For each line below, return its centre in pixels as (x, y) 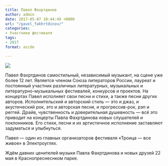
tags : (11, 38)
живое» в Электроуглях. (31, 143)
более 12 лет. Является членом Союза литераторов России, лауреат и (80, 80)
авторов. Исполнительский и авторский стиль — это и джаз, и (72, 101)
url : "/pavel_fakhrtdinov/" (34, 24)
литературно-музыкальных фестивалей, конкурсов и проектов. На (77, 91)
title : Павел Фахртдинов (31, 10)
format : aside (20, 47)
